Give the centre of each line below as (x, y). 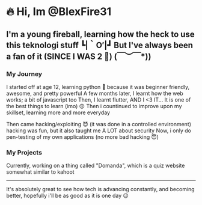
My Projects (24, 152)
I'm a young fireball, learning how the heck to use (100, 34)
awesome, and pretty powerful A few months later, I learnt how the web (95, 93)
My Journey (24, 74)
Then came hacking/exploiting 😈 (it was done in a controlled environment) (99, 124)
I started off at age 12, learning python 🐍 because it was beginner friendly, (98, 87)
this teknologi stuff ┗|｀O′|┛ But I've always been (100, 45)
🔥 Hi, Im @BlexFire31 (59, 12)
